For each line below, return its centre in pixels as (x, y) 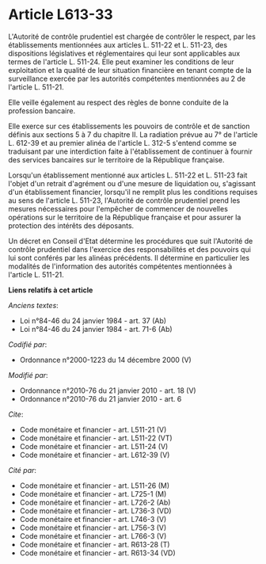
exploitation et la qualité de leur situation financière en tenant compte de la (130, 70)
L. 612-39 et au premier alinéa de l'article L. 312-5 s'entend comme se (123, 143)
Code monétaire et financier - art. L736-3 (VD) (95, 511)
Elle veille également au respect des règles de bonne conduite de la (118, 102)
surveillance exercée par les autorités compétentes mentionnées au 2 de (127, 78)
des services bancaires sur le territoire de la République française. (116, 159)
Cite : (16, 414)
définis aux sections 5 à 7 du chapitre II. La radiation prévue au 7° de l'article (133, 134)
